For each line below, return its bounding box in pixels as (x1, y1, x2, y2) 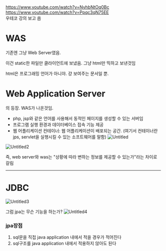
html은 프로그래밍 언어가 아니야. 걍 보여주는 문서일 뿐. (5, 70, 109, 76)
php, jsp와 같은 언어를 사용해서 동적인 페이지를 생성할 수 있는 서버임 (12, 115, 143, 121)
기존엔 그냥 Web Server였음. (5, 49, 61, 56)
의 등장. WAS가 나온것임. (5, 105, 54, 111)
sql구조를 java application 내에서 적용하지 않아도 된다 (12, 241, 117, 247)
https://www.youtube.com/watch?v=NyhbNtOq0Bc (5, 4, 110, 10)
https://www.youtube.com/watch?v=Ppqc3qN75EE (5, 9, 109, 15)
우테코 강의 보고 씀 (5, 15, 41, 21)
